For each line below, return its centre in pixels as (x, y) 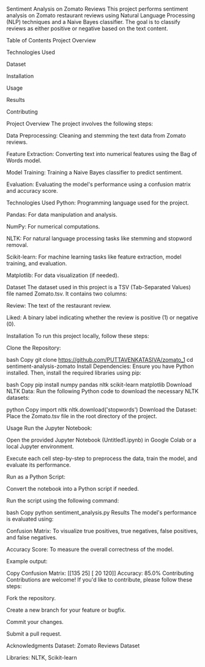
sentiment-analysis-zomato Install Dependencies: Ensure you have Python (100, 366)
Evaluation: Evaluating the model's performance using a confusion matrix (99, 184)
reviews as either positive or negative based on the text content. (87, 28)
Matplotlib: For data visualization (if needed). (63, 275)
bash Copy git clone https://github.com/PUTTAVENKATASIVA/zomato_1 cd (100, 360)
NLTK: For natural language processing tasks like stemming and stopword (99, 238)
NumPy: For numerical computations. (53, 226)
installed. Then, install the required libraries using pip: (74, 373)
